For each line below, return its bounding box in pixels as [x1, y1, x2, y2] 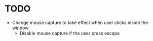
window [12, 24, 29, 30]
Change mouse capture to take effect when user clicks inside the [12, 19, 148, 25]
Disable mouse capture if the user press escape [19, 30, 120, 36]
